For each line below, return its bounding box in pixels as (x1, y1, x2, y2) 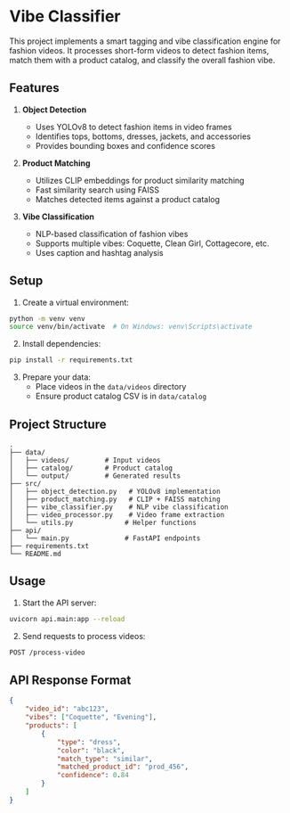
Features (9, 80, 60, 95)
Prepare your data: (21, 372, 92, 382)
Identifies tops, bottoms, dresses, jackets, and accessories (35, 131, 252, 142)
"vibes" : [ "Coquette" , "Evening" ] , (25, 713, 157, 722)
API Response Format (9, 672, 132, 687)
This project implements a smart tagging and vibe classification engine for (9, 36, 281, 46)
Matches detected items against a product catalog (35, 193, 221, 204)
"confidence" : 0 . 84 (56, 771, 129, 780)
